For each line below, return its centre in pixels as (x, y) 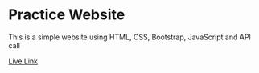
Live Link (23, 61)
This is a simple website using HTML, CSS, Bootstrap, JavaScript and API (130, 37)
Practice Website (67, 15)
